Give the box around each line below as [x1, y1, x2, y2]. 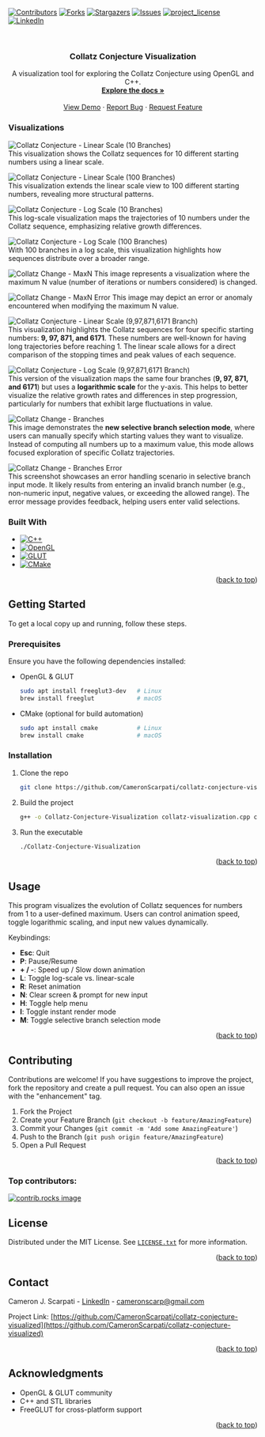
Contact [8, 1276, 49, 1289]
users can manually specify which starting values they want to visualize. [8, 431, 244, 441]
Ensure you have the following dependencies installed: [8, 656, 186, 666]
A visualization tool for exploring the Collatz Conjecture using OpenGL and [11, 69, 255, 78]
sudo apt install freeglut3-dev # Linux [19, 687, 162, 695]
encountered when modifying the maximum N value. [8, 301, 180, 310]
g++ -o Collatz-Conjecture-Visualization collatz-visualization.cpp [19, 813, 251, 821]
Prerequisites [8, 638, 61, 649]
